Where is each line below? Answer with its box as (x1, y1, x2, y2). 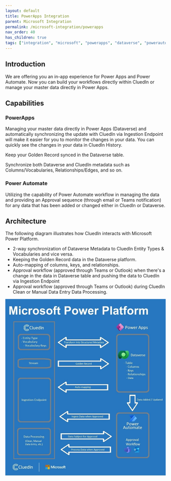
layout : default (5, 8, 40, 13)
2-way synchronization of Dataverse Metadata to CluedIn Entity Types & (12, 246, 164, 252)
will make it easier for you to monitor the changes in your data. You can (5, 136, 154, 143)
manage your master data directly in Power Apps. (5, 84, 109, 90)
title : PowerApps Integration (5, 13, 70, 19)
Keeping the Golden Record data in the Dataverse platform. (12, 257, 137, 263)
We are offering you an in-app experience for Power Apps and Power (5, 73, 150, 79)
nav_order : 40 (5, 30, 36, 35)
